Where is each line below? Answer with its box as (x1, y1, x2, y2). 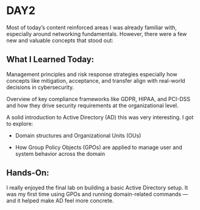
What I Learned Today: (6, 54, 95, 65)
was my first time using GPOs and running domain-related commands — (6, 190, 188, 198)
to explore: (6, 120, 34, 127)
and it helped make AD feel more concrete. (6, 197, 114, 204)
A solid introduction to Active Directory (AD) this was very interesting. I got (6, 113, 194, 121)
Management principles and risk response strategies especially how (6, 71, 178, 78)
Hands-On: (6, 168, 50, 178)
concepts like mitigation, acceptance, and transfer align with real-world (6, 77, 185, 84)
